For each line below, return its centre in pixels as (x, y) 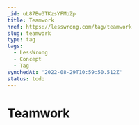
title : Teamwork (31, 20)
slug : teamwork (29, 33)
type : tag (22, 40)
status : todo (26, 79)
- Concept (27, 59)
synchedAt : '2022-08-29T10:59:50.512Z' (65, 72)
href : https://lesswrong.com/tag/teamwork (69, 27)
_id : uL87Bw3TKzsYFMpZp (42, 14)
